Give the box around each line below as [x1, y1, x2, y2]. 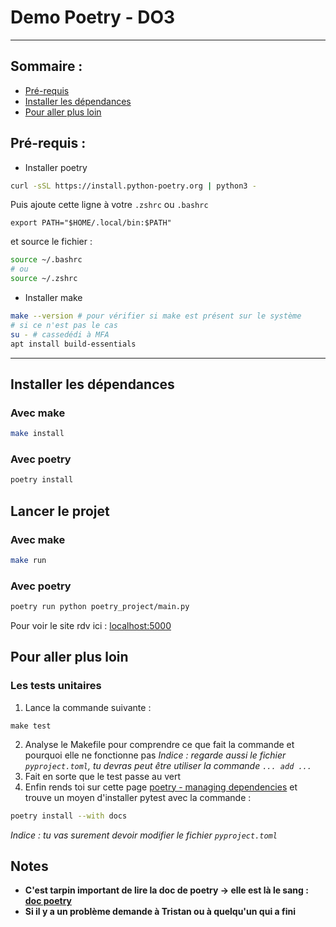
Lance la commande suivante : [24, 701, 152, 713]
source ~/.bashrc [10, 255, 83, 265]
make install [10, 429, 65, 439]
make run [10, 555, 47, 565]
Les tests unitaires [10, 679, 102, 693]
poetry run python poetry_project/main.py [10, 602, 190, 612]
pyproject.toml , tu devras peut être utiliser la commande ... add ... [24, 759, 312, 771]
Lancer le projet [10, 502, 110, 520]
